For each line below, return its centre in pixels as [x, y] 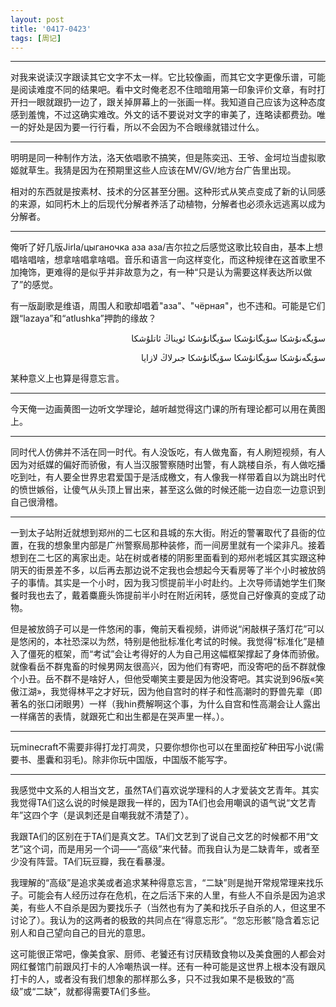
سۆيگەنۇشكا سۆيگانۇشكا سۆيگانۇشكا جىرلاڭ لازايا [233, 358]
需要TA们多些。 [124, 992]
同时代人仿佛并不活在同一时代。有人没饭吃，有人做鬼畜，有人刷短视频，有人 [168, 452]
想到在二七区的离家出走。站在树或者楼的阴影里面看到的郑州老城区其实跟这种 [168, 558]
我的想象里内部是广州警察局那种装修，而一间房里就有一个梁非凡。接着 [181, 545]
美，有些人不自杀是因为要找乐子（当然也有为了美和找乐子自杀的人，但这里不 [168, 908]
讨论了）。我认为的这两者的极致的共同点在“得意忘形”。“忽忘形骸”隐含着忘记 [165, 920]
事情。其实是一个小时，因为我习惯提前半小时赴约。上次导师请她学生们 [172, 583]
